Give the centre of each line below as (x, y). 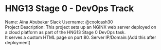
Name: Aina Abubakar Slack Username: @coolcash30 (59, 22)
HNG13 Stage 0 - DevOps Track (70, 8)
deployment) (18, 42)
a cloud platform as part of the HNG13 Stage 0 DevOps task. (65, 32)
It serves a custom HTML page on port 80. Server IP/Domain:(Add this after (81, 37)
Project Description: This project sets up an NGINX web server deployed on (81, 27)
